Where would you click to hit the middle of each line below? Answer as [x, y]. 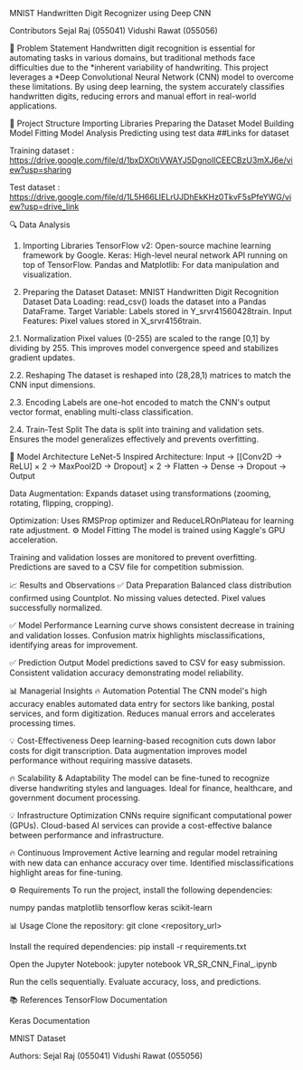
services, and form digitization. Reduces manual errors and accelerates [142, 713]
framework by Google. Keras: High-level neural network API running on [155, 255]
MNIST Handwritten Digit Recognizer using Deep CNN [110, 13]
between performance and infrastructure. [87, 835]
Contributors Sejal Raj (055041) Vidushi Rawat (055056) [114, 30]
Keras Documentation [50, 1021]
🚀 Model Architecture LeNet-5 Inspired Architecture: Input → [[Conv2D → [146, 457]
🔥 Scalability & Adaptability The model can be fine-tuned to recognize [139, 778]
